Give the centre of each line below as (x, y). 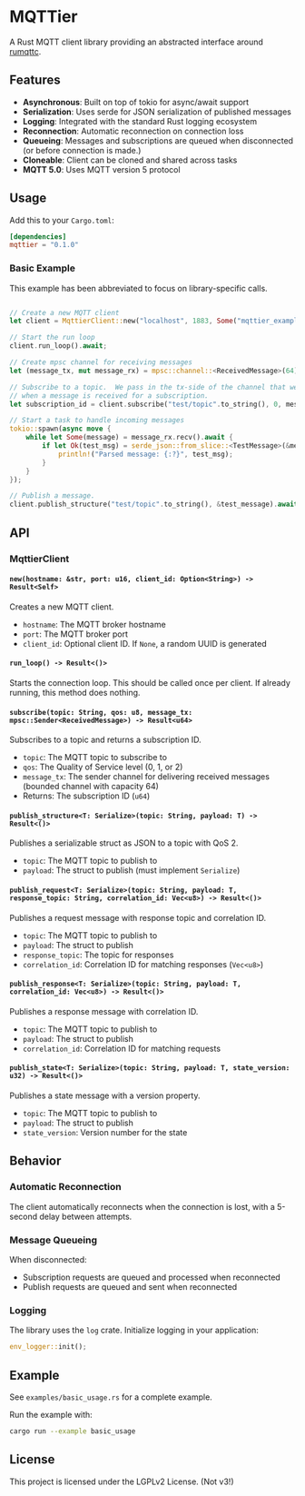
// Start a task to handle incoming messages (97, 421)
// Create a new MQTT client (64, 312)
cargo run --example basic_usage (73, 1431)
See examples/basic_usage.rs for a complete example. (111, 1397)
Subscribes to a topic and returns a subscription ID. (105, 740)
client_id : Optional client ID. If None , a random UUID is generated (144, 643)
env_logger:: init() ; (49, 1347)
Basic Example (42, 268)
